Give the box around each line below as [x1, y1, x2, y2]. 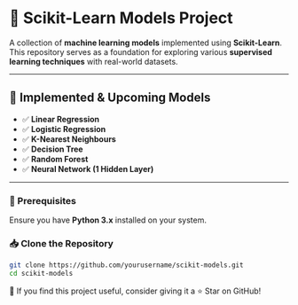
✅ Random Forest [21, 153, 89, 164]
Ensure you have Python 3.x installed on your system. [9, 215, 207, 225]
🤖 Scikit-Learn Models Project [9, 8, 233, 28]
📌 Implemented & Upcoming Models [9, 90, 211, 106]
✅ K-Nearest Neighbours [21, 133, 117, 145]
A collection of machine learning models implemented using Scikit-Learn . [9, 37, 282, 48]
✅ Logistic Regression [21, 123, 106, 134]
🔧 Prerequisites [9, 194, 77, 207]
